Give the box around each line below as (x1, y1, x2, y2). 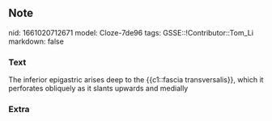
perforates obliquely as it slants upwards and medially (8, 84, 189, 94)
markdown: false (8, 36, 65, 46)
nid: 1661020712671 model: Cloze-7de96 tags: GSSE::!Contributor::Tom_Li (8, 27, 253, 37)
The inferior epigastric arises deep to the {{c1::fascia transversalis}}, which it (8, 75, 264, 85)
